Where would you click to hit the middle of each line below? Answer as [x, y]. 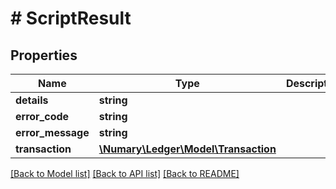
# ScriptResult [71, 18]
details [32, 100]
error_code [42, 116]
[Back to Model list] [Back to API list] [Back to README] [125, 173]
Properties [44, 55]
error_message [52, 132]
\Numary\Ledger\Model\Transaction [187, 149]
